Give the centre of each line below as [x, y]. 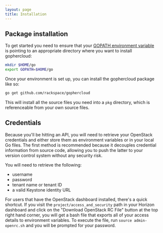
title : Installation [26, 14]
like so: [12, 84]
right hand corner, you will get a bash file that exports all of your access [77, 215]
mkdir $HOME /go [20, 65]
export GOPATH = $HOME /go [29, 70]
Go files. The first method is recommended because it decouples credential [81, 145]
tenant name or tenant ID [37, 185]
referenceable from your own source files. [47, 107]
